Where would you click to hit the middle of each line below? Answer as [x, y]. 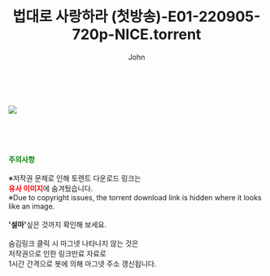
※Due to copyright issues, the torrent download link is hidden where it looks [135, 197]
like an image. [32, 206]
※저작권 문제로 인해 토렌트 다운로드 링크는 [75, 178]
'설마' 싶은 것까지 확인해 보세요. [58, 224]
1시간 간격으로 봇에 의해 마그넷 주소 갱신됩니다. [83, 263]
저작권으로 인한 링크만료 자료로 [58, 253]
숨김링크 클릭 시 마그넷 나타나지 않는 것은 [74, 243]
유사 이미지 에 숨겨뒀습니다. [51, 188]
